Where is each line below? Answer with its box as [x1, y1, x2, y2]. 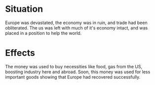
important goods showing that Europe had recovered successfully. [5, 74, 141, 80]
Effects [5, 48, 36, 58]
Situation [5, 3, 43, 15]
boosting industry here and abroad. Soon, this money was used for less [5, 69, 151, 75]
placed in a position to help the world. [5, 30, 82, 36]
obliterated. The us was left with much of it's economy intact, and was [5, 25, 148, 30]
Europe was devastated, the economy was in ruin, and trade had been [5, 20, 148, 26]
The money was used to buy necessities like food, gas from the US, [5, 63, 143, 69]
